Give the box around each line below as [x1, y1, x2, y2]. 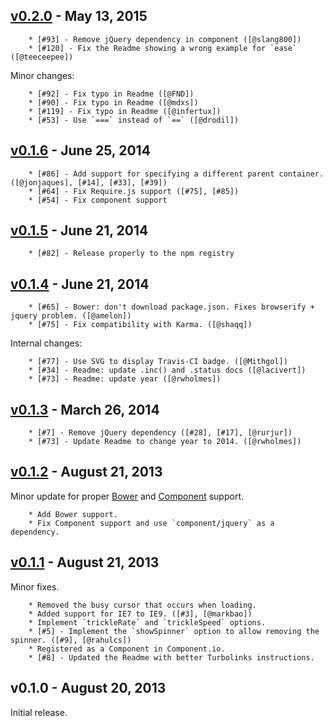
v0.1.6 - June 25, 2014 [10, 142, 151, 159]
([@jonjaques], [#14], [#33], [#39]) [10, 177, 168, 188]
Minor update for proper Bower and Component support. [10, 490, 244, 502]
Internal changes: [10, 337, 83, 349]
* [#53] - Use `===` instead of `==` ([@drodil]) [28, 115, 240, 125]
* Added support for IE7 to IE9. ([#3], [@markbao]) [28, 609, 253, 619]
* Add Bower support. [28, 509, 118, 519]
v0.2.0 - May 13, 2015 [10, 8, 148, 25]
